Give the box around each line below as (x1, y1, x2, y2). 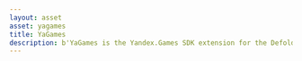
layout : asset (9, 13, 63, 22)
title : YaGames (9, 30, 67, 39)
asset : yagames (9, 22, 67, 30)
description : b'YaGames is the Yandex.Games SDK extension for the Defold (9, 38, 296, 48)
